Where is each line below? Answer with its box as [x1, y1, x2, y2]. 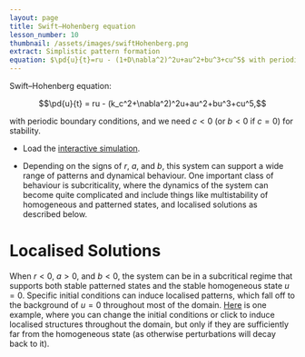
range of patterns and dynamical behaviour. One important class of [22, 170, 274, 181]
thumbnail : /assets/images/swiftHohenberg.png [9, 38, 189, 48]
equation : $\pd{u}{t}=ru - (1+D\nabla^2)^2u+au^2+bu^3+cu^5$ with [9, 55, 266, 64]
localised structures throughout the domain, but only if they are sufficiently [9, 319, 289, 330]
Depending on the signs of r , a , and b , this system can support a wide [22, 161, 284, 171]
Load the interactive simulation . [22, 143, 141, 154]
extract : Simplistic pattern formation [9, 47, 161, 56]
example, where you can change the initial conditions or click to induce [9, 309, 275, 320]
